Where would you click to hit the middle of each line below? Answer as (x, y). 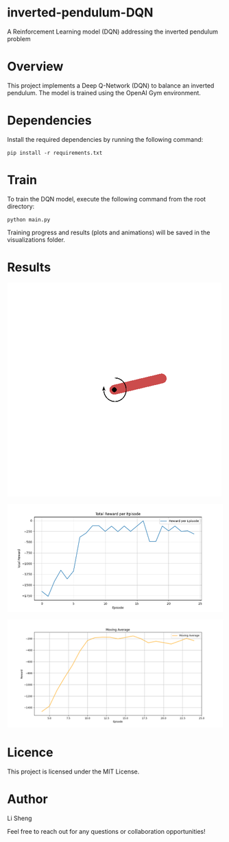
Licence (30, 752)
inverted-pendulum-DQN (80, 13)
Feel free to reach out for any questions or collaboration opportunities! (106, 831)
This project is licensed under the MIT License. (73, 771)
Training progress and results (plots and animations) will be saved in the (109, 232)
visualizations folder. (36, 239)
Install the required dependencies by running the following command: (105, 139)
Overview (35, 67)
